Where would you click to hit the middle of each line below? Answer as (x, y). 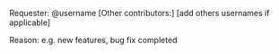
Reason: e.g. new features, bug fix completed (93, 40)
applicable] (30, 22)
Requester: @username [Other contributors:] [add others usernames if (139, 13)
